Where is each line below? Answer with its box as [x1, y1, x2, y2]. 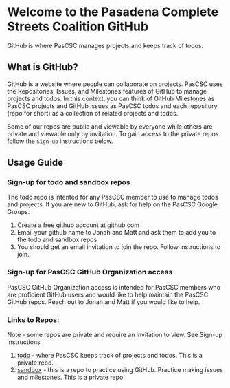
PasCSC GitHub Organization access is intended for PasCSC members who [7, 283, 221, 291]
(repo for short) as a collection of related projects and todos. [7, 109, 179, 117]
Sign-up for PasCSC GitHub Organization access [7, 268, 173, 277]
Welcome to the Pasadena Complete [7, 4, 218, 20]
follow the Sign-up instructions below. [7, 137, 113, 145]
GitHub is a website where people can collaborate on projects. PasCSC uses [7, 80, 223, 88]
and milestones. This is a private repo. [16, 373, 125, 382]
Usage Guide [7, 157, 64, 169]
